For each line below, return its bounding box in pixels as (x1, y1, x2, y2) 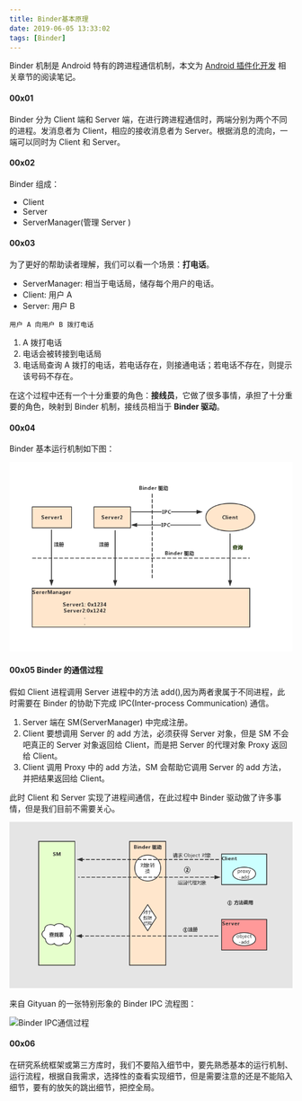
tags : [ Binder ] (9, 33, 67, 42)
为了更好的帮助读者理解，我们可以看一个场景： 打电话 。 (9, 259, 214, 270)
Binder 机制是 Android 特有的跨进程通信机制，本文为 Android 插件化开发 (9, 60, 277, 71)
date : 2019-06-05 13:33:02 (9, 23, 111, 33)
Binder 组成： (9, 178, 60, 189)
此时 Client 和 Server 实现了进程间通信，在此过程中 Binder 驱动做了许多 (9, 792, 274, 803)
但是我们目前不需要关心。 (24, 803, 120, 813)
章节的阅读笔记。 (16, 72, 81, 83)
